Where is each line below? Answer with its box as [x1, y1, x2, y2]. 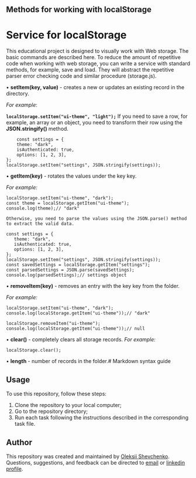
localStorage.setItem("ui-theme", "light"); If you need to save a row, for [6, 113, 188, 120]
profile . [6, 465, 23, 472]
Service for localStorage [6, 28, 127, 42]
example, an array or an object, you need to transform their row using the [6, 119, 183, 126]
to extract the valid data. [6, 221, 75, 227]
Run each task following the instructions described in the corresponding [14, 414, 189, 421]
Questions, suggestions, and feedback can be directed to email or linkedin [6, 459, 185, 466]
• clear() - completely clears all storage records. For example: [6, 336, 156, 343]
